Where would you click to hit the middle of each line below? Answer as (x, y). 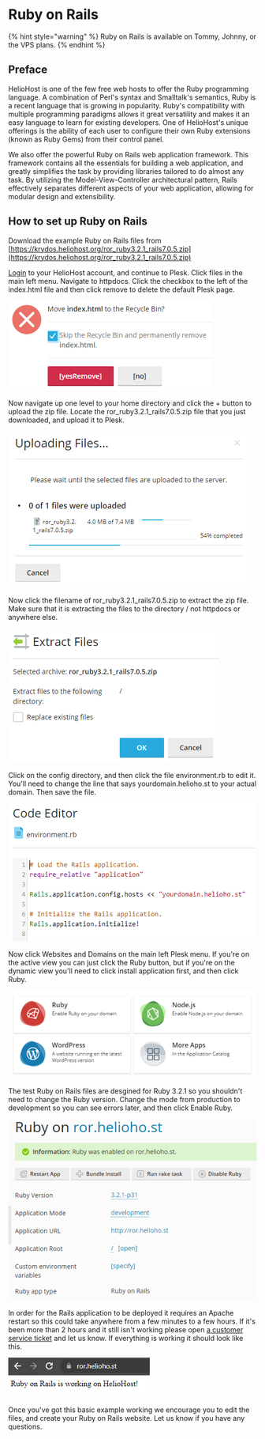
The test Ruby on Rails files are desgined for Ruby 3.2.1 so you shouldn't (125, 1091)
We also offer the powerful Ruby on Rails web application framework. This (129, 154)
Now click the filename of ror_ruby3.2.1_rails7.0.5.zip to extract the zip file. (129, 600)
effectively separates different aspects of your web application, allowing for (131, 188)
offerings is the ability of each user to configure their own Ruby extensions (129, 130)
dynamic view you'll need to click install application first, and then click (123, 971)
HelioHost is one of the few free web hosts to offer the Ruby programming (129, 89)
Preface (28, 70)
